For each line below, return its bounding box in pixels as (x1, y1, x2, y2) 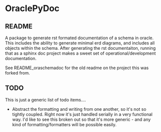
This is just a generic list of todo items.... (5, 97, 86, 103)
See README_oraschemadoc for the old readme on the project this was (5, 65, 149, 71)
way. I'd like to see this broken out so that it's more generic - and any (12, 117, 151, 122)
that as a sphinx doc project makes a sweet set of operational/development (5, 50, 156, 56)
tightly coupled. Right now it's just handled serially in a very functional (12, 111, 153, 117)
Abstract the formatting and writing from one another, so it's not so (12, 106, 147, 112)
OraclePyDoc (5, 3, 60, 14)
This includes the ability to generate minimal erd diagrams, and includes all (5, 40, 155, 46)
